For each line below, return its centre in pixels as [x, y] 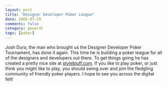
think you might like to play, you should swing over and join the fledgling [79, 68]
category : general [24, 28]
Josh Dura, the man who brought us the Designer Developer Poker [74, 47]
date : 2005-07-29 [23, 19]
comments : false [22, 24]
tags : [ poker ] [20, 33]
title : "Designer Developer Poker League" [50, 14]
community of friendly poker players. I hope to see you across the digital [80, 74]
